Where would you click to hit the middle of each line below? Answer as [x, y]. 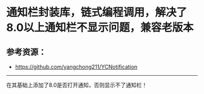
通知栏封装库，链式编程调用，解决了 [97, 12]
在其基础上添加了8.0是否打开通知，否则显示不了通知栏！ [77, 85]
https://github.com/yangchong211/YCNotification [76, 67]
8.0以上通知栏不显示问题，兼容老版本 [100, 28]
